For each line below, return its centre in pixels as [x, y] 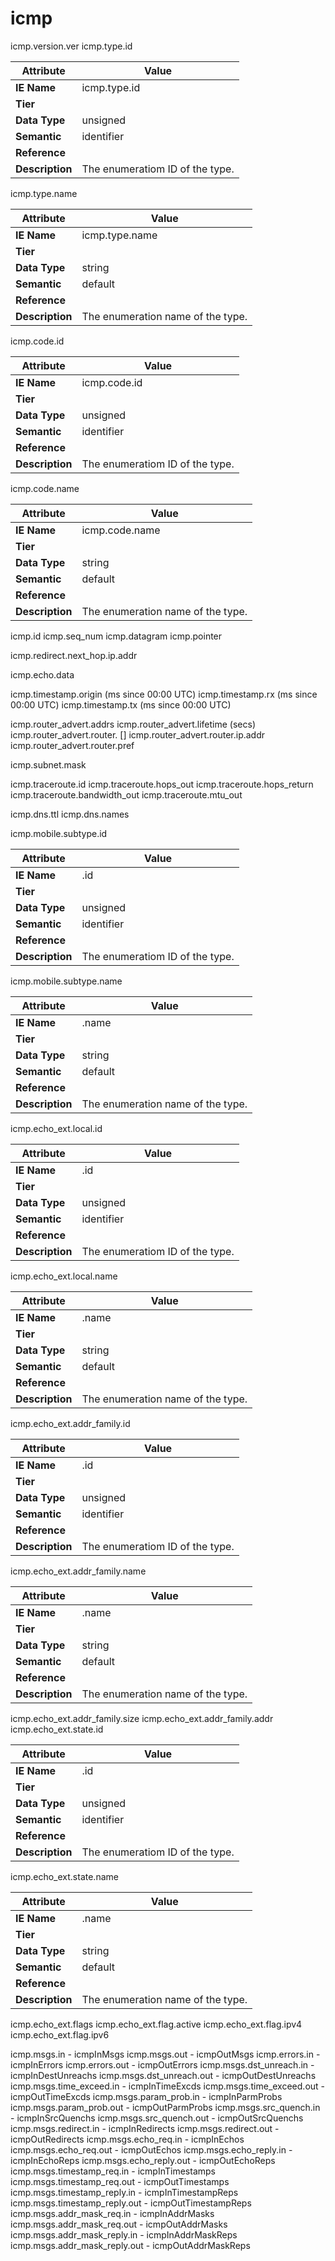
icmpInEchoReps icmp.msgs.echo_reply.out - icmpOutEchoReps [143, 2160]
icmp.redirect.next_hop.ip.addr [74, 655]
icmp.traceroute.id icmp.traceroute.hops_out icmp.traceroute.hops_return [162, 784]
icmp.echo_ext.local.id [56, 1128]
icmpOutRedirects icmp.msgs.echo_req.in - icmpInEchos [127, 2139]
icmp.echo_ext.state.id [57, 1729]
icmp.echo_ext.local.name [64, 1276]
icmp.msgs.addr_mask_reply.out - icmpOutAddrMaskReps [130, 2245]
